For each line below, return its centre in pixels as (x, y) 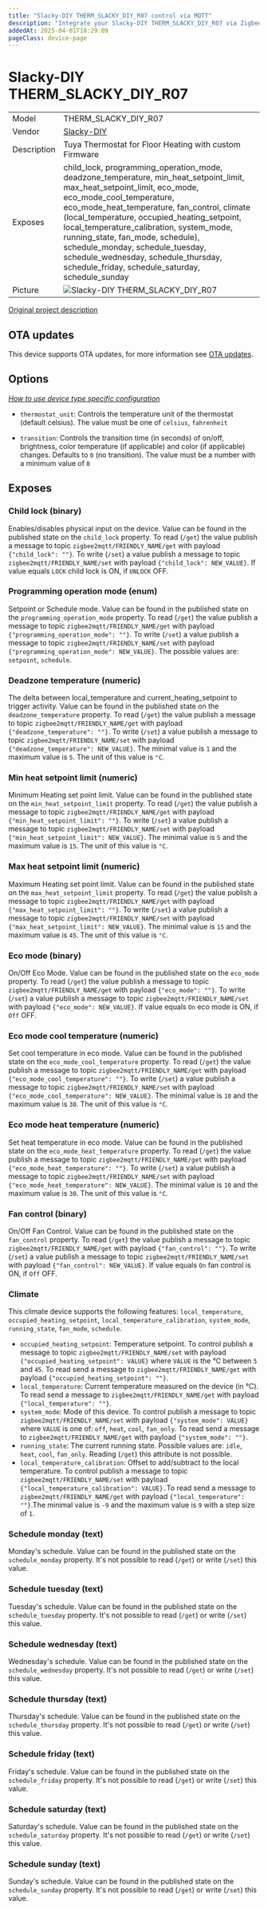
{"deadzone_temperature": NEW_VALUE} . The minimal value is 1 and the (122, 749)
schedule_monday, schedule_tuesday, (135, 247)
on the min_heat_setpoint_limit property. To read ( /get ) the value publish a (133, 803)
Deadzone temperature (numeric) (75, 680)
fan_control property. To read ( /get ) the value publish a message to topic (130, 1239)
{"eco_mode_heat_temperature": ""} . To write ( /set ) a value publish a (122, 1167)
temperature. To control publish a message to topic (104, 1471)
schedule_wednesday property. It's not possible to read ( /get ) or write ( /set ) (131, 1670)
